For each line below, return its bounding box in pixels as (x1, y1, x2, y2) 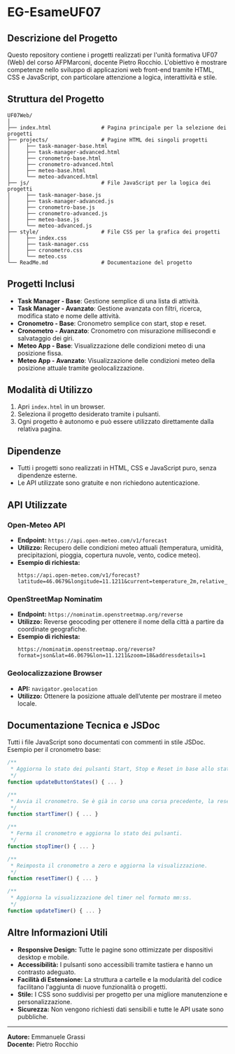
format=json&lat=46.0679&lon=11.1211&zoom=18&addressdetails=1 (17, 652, 206, 659)
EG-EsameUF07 (7, 4, 101, 20)
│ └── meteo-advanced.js (7, 222, 92, 229)
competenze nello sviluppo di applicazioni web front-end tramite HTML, (7, 66, 215, 74)
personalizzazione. (17, 997, 72, 1006)
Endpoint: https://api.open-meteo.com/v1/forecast (17, 535, 168, 544)
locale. (17, 699, 37, 708)
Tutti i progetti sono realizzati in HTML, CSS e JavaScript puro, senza (17, 464, 217, 472)
